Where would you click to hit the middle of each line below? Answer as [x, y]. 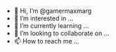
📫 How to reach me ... [46, 41]
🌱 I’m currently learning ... [51, 26]
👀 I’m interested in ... [44, 18]
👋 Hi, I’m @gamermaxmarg [53, 11]
